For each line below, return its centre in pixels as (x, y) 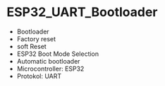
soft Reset (31, 46)
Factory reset (36, 38)
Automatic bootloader (48, 61)
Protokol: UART (39, 76)
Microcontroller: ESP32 (50, 69)
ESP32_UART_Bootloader (82, 12)
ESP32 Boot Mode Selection (58, 54)
